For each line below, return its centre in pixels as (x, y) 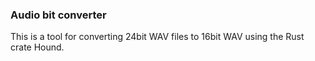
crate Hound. (37, 47)
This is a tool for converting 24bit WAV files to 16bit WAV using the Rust (157, 37)
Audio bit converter (58, 15)
